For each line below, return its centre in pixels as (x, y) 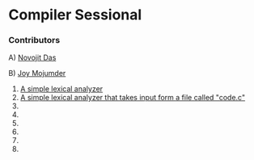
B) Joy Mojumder (37, 74)
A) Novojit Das (32, 57)
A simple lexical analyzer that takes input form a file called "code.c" (132, 98)
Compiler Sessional (75, 15)
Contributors (34, 40)
